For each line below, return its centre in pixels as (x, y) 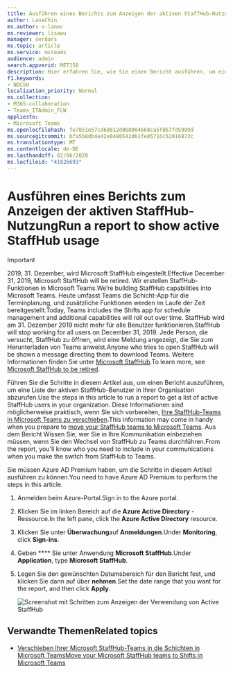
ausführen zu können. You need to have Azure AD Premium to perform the (113, 477)
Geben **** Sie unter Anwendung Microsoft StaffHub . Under (104, 553)
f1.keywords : (26, 78)
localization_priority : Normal (52, 91)
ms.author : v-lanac (35, 26)
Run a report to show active (139, 225)
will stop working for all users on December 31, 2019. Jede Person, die (107, 332)
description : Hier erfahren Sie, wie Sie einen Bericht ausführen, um (111, 71)
